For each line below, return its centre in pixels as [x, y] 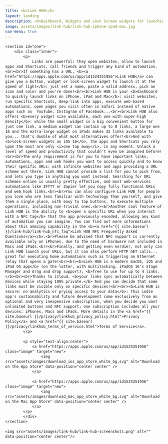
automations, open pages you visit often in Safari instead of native [80, 107]
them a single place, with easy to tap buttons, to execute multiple [79, 202]
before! [154, 152]
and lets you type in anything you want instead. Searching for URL [78, 177]
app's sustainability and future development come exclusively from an [81, 297]
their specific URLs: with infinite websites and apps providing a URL [81, 167]
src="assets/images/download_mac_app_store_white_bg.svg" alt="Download [82, 397]
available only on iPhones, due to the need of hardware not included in [84, 242]
